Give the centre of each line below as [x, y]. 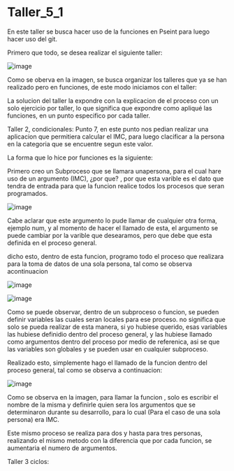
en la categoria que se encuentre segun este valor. [80, 143]
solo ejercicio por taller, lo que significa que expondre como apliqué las [110, 108]
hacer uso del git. [32, 38]
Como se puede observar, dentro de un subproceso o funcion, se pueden [113, 311]
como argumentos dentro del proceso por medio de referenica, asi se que [114, 342]
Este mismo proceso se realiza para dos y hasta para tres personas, [105, 433]
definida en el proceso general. [52, 243]
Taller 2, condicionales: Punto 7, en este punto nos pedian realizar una [108, 129]
